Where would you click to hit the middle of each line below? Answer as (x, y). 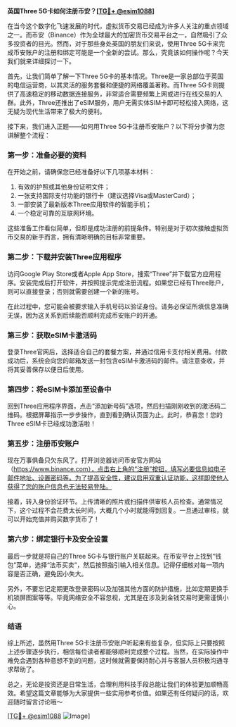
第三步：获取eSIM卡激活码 (52, 335)
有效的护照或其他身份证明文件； (64, 187)
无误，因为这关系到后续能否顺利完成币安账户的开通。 (84, 315)
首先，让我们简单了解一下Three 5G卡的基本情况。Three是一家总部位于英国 (116, 76)
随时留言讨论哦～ (38, 702)
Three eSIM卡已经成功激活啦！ (52, 424)
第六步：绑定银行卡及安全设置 (58, 540)
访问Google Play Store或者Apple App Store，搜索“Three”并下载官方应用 (111, 273)
